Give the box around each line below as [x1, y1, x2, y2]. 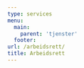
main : [14, 23, 31, 30]
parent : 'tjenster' [20, 30, 78, 38]
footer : [14, 37, 37, 44]
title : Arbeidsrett [7, 50, 65, 57]
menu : [7, 17, 23, 24]
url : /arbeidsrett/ [7, 43, 65, 50]
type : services [7, 10, 53, 18]
